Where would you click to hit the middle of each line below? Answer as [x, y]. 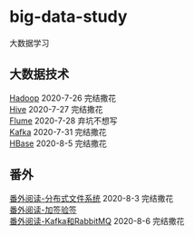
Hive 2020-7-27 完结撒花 [56, 109]
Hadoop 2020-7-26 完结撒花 [63, 98]
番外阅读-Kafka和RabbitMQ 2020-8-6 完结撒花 [97, 220]
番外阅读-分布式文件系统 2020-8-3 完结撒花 [92, 198]
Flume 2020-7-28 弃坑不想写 [63, 121]
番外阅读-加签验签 [43, 210]
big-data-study [68, 17]
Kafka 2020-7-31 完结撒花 [58, 132]
